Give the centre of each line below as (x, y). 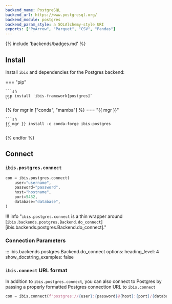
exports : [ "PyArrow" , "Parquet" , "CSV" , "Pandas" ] (60, 29)
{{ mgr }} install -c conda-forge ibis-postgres (58, 124)
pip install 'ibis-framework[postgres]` (49, 96)
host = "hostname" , (33, 192)
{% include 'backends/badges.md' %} (46, 44)
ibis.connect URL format (36, 270)
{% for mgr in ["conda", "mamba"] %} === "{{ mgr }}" (62, 110)
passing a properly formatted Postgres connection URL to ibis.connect (81, 287)
